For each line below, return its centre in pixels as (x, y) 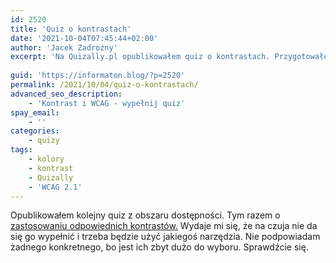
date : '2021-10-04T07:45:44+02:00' (84, 38)
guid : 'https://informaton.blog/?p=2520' (98, 76)
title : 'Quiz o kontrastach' (71, 29)
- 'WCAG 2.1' (55, 187)
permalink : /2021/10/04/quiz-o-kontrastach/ (104, 85)
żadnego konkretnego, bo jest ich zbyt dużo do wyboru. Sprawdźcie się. (159, 247)
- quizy (44, 141)
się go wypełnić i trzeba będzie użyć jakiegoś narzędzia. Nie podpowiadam (165, 237)
